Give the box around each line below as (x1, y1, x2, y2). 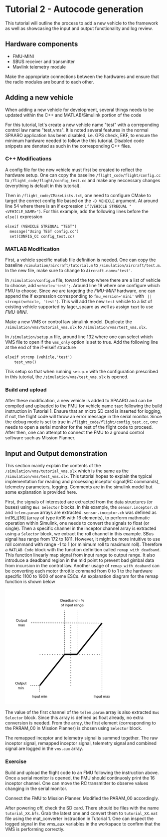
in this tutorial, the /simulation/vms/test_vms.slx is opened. (5, 374, 129, 380)
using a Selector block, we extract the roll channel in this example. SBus (5, 531, 154, 537)
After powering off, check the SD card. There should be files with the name (5, 804, 159, 811)
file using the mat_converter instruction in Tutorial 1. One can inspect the (5, 815, 154, 821)
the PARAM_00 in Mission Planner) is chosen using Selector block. (5, 725, 143, 731)
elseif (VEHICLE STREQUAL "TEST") (5, 224, 77, 229)
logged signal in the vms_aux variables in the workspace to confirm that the (5, 820, 161, 826)
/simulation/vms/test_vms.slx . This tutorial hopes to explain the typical (5, 473, 153, 479)
